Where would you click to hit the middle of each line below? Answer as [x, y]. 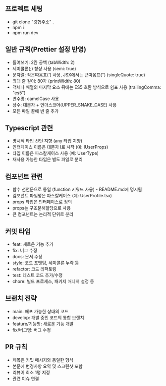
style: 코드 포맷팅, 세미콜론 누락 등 [46, 263]
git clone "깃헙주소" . [33, 22]
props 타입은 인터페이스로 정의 [42, 202]
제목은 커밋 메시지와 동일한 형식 [43, 360]
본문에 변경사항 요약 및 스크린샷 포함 [47, 366]
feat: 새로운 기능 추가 [33, 244]
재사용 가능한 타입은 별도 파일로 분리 [47, 160]
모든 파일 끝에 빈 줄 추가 [35, 111]
